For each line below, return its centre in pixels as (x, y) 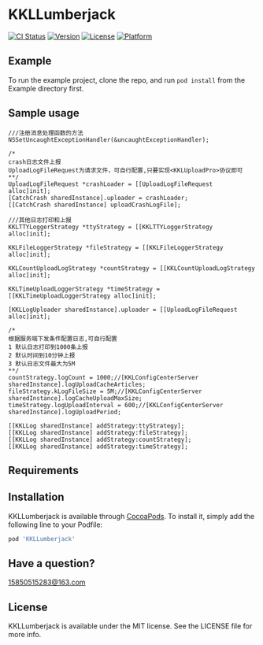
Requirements (43, 470)
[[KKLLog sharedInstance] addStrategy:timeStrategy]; (98, 447)
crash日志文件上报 (35, 162)
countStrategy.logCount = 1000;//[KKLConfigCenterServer (104, 377)
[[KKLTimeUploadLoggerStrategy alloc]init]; (82, 296)
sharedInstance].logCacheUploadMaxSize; (76, 398)
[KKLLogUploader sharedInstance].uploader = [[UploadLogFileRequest (123, 310)
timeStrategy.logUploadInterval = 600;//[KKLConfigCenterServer (116, 405)
